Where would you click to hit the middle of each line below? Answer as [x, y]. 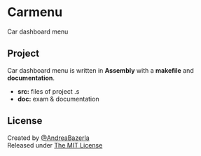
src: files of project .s [48, 91]
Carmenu [35, 12]
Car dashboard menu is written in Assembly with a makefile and [100, 70]
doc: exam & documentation [58, 99]
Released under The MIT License [55, 145]
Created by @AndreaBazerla [48, 138]
